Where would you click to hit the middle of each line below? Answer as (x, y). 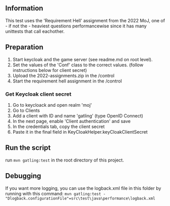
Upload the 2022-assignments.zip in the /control (63, 75)
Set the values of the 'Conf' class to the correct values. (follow (78, 65)
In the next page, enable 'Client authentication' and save (72, 121)
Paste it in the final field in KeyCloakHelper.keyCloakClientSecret (80, 132)
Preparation (24, 47)
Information (24, 8)
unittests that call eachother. (35, 31)
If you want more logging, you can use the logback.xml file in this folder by (83, 188)
